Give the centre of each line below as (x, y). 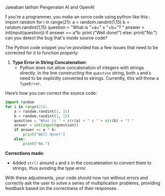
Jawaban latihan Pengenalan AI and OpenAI (50, 7)
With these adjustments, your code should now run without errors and (77, 178)
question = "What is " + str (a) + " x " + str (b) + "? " (74, 121)
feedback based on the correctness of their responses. (61, 188)
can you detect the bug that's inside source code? (56, 38)
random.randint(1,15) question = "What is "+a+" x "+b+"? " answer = (75, 27)
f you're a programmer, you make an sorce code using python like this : (78, 17)
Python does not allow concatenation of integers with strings (82, 67)
